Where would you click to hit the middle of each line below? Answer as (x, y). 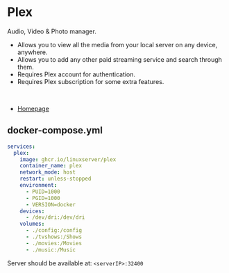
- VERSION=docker (51, 205)
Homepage (33, 108)
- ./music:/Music (51, 250)
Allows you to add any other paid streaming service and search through (119, 59)
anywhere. (32, 52)
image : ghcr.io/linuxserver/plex (68, 159)
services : (22, 147)
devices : (32, 211)
